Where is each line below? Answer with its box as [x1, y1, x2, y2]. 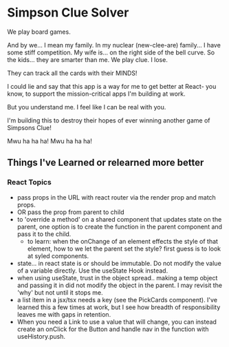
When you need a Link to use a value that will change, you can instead [17, 317, 217, 326]
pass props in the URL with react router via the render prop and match [17, 193, 217, 201]
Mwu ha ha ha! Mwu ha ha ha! [7, 136, 93, 145]
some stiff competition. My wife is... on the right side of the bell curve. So [7, 48, 215, 56]
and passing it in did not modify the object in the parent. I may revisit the [17, 281, 222, 289]
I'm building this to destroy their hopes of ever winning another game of [7, 116, 211, 125]
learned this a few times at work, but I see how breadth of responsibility [17, 303, 221, 311]
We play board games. [7, 28, 71, 36]
